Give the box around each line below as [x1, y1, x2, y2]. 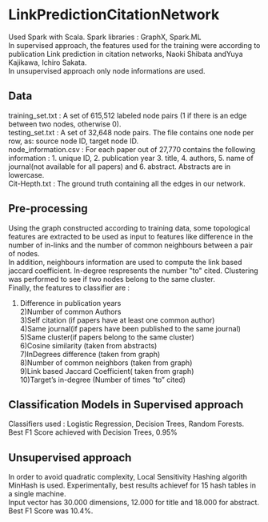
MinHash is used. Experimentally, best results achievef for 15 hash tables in [8, 480, 256, 490]
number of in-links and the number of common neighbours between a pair [8, 240, 254, 250]
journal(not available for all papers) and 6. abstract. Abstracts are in [8, 162, 231, 171]
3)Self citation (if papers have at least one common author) [19, 315, 215, 325]
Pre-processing [8, 202, 88, 215]
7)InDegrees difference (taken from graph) [19, 349, 161, 359]
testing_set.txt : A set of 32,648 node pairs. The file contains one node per [8, 127, 254, 137]
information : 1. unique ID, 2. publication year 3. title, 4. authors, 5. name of [8, 153, 254, 163]
